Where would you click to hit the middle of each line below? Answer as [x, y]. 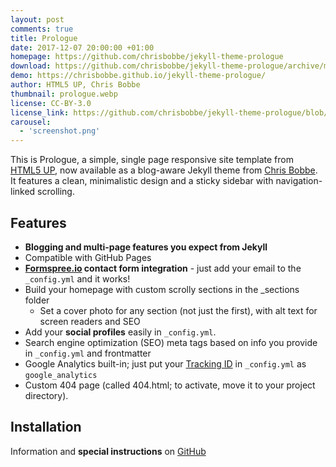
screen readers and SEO [90, 321]
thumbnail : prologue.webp [64, 94]
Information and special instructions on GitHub [108, 451]
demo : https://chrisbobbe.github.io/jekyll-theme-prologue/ [138, 76]
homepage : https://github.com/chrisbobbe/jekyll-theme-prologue [147, 57]
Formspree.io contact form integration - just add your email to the [163, 268]
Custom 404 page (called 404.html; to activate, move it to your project [170, 385]
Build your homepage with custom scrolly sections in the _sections [162, 289]
